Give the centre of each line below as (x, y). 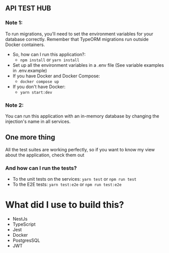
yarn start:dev (36, 92)
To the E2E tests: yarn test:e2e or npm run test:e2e (67, 185)
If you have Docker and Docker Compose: (56, 76)
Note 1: (14, 23)
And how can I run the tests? (41, 168)
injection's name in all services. (38, 121)
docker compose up (39, 81)
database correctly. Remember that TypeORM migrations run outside (77, 39)
